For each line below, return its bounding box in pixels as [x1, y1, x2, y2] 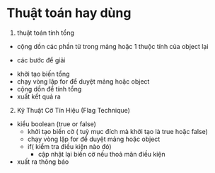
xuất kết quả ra [16, 92, 61, 101]
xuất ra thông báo [16, 157, 69, 166]
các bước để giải [16, 55, 66, 65]
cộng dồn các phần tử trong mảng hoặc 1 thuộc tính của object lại [16, 42, 209, 50]
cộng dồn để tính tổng [16, 84, 82, 93]
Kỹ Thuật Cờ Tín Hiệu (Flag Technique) [16, 106, 130, 114]
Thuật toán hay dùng [6, 5, 132, 21]
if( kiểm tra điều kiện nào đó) [27, 142, 112, 150]
